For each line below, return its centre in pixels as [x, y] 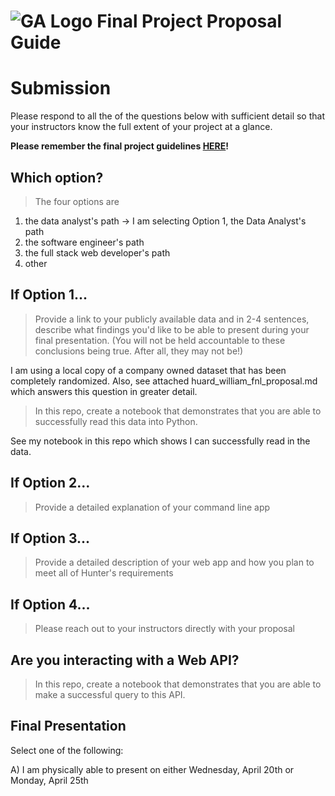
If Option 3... [50, 538]
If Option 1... [49, 295]
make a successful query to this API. [110, 694]
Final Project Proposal [189, 21]
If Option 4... [50, 604]
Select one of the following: [67, 750]
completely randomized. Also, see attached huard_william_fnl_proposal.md [164, 381]
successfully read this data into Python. [116, 421]
